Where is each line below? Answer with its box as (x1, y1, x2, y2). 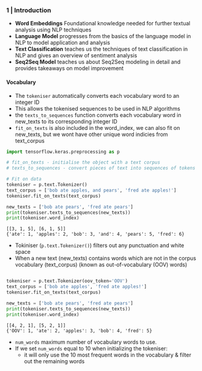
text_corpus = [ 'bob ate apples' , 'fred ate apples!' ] (6, 284, 147, 290)
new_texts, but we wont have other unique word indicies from (14, 131, 168, 138)
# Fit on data (6, 176, 42, 182)
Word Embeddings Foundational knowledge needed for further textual (14, 20, 191, 27)
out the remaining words (24, 357, 85, 365)
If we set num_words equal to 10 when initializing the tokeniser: (14, 344, 168, 352)
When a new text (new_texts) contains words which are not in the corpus (14, 254, 197, 262)
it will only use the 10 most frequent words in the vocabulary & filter (24, 351, 192, 358)
